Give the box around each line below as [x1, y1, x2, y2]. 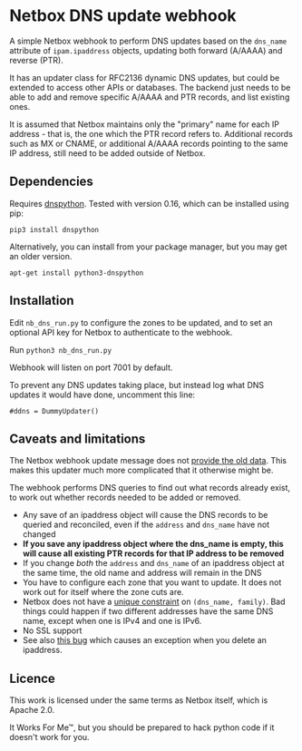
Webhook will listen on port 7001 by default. [9, 362, 173, 373]
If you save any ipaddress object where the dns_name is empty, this [22, 539, 284, 550]
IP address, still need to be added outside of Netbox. [9, 147, 206, 159]
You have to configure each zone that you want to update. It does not [22, 577, 282, 588]
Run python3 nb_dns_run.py [9, 344, 112, 355]
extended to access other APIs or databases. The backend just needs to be [9, 82, 291, 93]
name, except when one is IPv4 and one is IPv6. [22, 616, 202, 627]
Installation [9, 293, 74, 308]
